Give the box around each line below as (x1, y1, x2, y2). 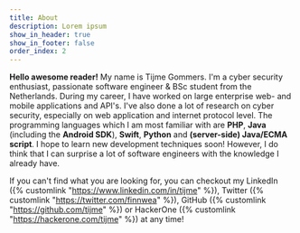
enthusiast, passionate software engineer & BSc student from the (9, 81, 252, 92)
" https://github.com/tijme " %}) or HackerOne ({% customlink (9, 204, 237, 215)
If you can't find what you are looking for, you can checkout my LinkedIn (9, 175, 278, 186)
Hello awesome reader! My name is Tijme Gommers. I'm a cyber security (9, 71, 283, 82)
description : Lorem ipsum (9, 22, 107, 31)
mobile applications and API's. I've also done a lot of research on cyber (9, 100, 275, 111)
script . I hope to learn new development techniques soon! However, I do (9, 139, 278, 150)
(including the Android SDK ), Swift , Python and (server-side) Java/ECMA (9, 129, 288, 140)
